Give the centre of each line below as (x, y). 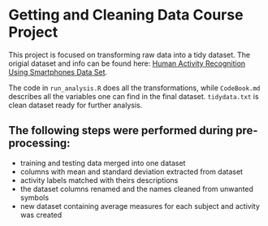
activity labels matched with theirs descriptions (99, 180)
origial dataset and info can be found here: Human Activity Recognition (127, 63)
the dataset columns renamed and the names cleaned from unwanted (137, 189)
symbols (35, 198)
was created (41, 215)
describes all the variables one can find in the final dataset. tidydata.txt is (134, 96)
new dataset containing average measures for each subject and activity (140, 206)
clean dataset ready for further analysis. (76, 105)
